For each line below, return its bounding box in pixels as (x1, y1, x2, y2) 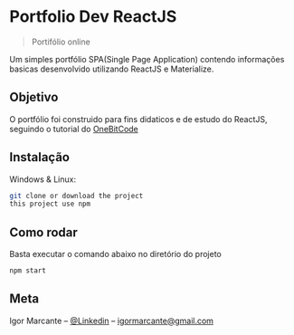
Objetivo (9, 90, 59, 105)
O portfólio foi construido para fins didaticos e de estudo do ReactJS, (9, 113, 269, 124)
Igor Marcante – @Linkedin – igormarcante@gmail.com (9, 315, 214, 326)
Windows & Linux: (9, 174, 77, 185)
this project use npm (9, 199, 91, 209)
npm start (9, 266, 47, 275)
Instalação (9, 149, 71, 165)
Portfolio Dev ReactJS (9, 6, 177, 27)
